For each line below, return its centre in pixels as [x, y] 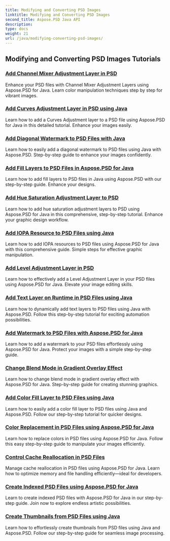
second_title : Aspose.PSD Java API [43, 19]
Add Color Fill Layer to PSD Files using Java [60, 398]
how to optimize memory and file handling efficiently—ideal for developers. [84, 474]
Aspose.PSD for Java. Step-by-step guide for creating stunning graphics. [82, 385]
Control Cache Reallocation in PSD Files [55, 457]
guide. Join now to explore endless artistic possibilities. [73, 503]
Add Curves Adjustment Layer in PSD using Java [66, 109]
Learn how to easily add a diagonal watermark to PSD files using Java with [83, 150]
